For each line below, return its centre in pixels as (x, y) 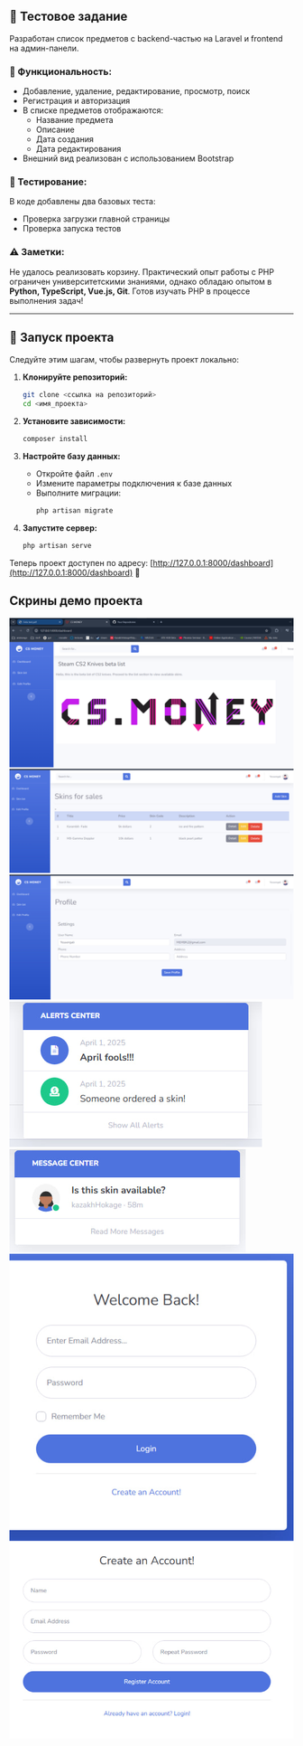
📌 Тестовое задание (69, 17)
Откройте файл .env (74, 474)
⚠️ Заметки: (37, 252)
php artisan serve (57, 546)
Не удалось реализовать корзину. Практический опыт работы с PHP (142, 271)
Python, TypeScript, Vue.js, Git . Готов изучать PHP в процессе (130, 291)
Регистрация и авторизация (76, 101)
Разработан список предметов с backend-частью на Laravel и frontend (146, 38)
